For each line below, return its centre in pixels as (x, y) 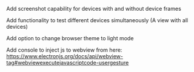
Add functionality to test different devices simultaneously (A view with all (97, 20)
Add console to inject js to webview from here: (64, 50)
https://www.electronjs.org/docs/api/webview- (65, 56)
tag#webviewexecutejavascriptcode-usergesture (68, 63)
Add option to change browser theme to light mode (70, 38)
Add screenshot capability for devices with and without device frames (94, 9)
